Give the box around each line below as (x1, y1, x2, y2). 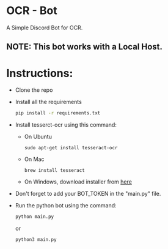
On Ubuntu (24, 133, 52, 141)
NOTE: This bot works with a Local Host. (6, 42, 163, 52)
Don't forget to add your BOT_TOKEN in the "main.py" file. (15, 190, 161, 198)
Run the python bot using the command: (15, 202, 117, 209)
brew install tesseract (24, 168, 86, 174)
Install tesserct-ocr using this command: (15, 121, 117, 128)
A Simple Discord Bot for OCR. (6, 24, 83, 31)
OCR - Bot (6, 4, 57, 18)
